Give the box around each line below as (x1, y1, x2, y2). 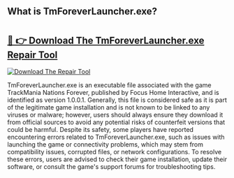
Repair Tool (7, 49, 58, 61)
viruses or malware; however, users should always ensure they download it (7, 111, 224, 119)
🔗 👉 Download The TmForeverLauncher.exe (7, 34, 205, 46)
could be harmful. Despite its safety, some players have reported (7, 126, 194, 133)
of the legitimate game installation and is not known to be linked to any (7, 103, 210, 111)
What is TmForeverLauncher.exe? (7, 6, 158, 17)
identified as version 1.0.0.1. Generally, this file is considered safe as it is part (7, 96, 227, 104)
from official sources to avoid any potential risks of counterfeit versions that (7, 118, 226, 126)
